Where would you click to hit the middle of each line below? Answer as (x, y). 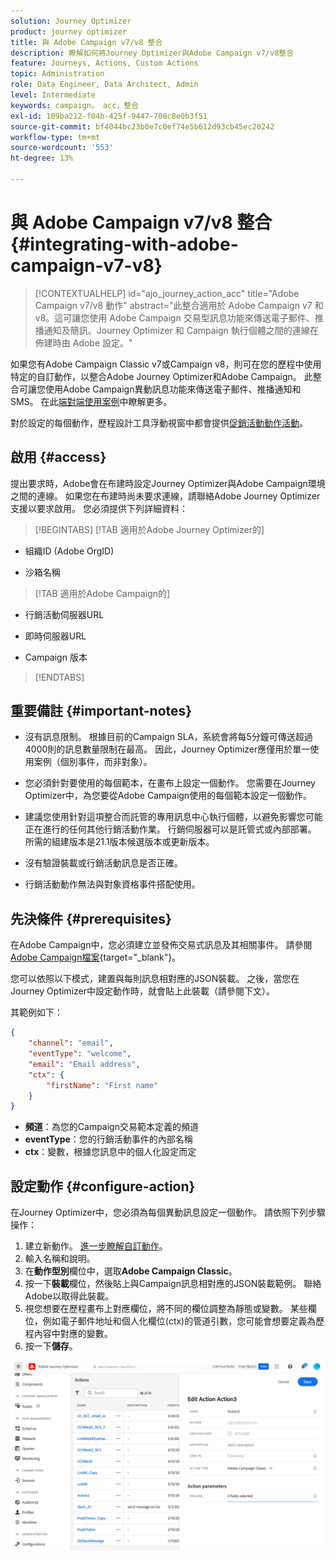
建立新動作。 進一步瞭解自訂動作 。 (96, 1246)
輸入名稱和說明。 (60, 1259)
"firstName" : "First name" (102, 1085)
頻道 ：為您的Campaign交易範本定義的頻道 (111, 1127)
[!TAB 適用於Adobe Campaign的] (102, 593)
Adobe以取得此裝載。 (69, 1296)
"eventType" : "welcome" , (80, 1054)
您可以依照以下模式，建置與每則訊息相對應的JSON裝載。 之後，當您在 (155, 979)
